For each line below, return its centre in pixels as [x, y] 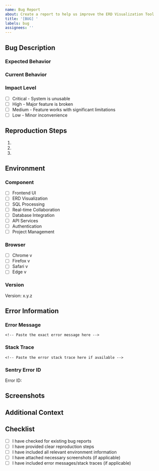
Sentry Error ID [23, 370]
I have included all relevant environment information [64, 452]
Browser [15, 244]
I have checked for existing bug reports [52, 441]
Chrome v [22, 256]
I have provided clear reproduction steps [53, 447]
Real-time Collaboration [36, 210]
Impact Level [21, 88]
